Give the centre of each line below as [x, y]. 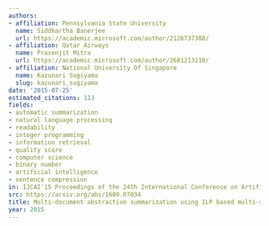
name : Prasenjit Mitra [53, 53]
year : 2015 [26, 209]
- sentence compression [48, 180]
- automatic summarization [53, 113]
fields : [21, 105]
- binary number [35, 165]
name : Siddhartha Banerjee [60, 30]
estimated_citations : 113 [51, 98]
